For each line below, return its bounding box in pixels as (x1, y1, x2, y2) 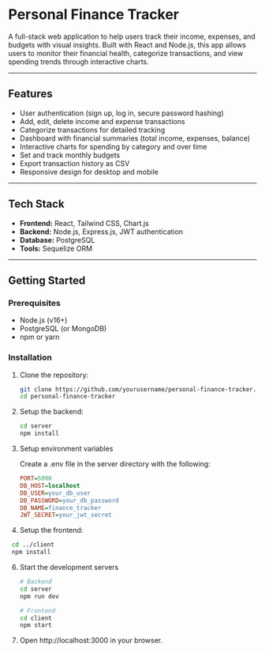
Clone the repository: (19, 370, 89, 379)
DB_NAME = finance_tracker (19, 504, 102, 511)
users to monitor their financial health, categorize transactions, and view (8, 48, 244, 58)
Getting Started (8, 274, 86, 287)
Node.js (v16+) (19, 315, 68, 325)
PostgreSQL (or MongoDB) (19, 324, 107, 334)
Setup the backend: (19, 407, 84, 417)
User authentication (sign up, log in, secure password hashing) (19, 108, 225, 118)
